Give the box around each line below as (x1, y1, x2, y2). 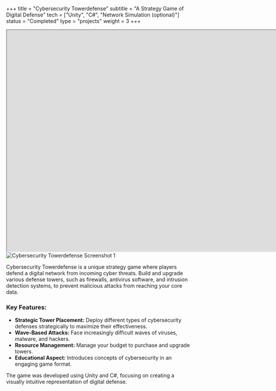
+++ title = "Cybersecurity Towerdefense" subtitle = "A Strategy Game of (6, 5, 184, 12)
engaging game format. (14, 360, 72, 368)
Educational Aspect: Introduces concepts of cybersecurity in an (14, 354, 172, 361)
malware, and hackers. (14, 335, 70, 343)
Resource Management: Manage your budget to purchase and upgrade (14, 342, 190, 349)
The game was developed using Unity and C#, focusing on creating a (6, 372, 175, 379)
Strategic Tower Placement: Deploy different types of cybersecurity (14, 317, 182, 324)
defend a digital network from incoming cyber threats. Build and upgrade (6, 270, 183, 276)
